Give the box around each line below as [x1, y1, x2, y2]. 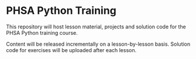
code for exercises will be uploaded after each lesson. [6, 46, 136, 53]
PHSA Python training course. [6, 29, 78, 36]
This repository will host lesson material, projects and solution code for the [6, 23, 186, 30]
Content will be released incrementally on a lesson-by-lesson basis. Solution [6, 40, 191, 47]
